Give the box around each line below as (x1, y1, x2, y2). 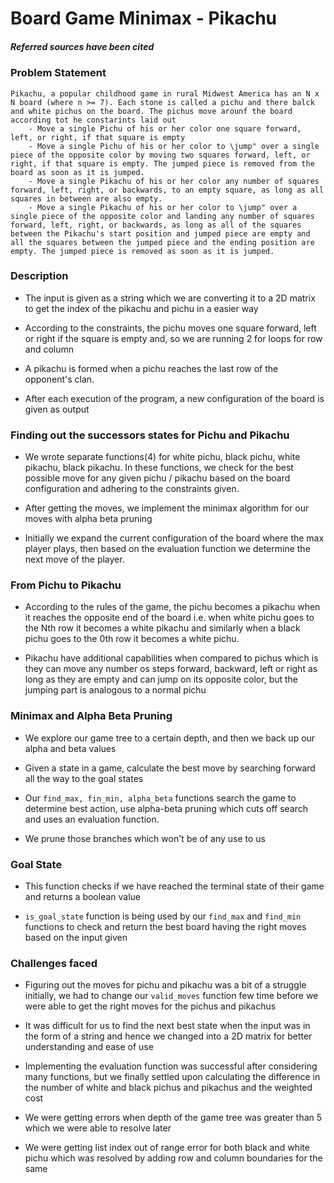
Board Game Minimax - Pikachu (10, 7, 278, 30)
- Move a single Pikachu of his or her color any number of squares (28, 176, 320, 186)
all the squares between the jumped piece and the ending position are (10, 237, 315, 247)
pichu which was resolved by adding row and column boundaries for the (24, 1152, 323, 1164)
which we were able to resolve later (24, 1122, 172, 1134)
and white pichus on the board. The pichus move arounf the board (10, 106, 293, 116)
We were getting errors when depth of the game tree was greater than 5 (24, 1112, 323, 1124)
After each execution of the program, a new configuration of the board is (24, 392, 325, 404)
